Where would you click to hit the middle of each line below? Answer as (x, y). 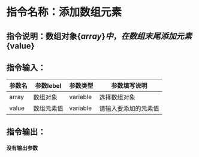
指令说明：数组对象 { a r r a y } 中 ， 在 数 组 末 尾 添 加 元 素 (99, 36)
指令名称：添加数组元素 (64, 12)
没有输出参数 (22, 148)
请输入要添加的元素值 (129, 109)
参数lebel (48, 86)
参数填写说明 (129, 86)
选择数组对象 (117, 97)
